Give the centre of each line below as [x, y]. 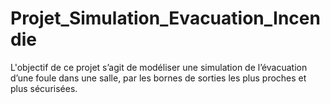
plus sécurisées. [44, 88]
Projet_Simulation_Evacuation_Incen [165, 18]
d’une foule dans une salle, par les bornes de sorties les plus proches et [158, 78]
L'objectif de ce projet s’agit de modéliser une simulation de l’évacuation [159, 67]
